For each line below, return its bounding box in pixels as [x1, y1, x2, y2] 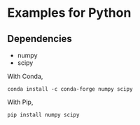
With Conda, [7, 72, 43, 80]
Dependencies [7, 33, 72, 45]
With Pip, [7, 98, 34, 106]
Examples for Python [7, 5, 132, 21]
